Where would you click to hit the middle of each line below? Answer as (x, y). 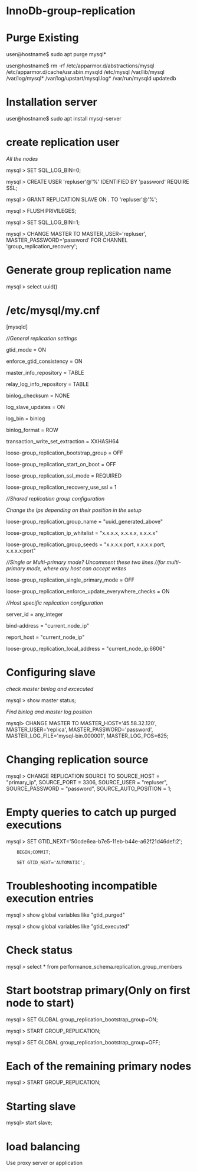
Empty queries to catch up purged (91, 812)
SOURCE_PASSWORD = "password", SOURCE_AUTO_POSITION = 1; (89, 788)
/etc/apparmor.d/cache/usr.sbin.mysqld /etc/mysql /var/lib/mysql (86, 72)
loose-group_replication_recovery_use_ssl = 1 (61, 487)
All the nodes (22, 159)
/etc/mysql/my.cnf (53, 311)
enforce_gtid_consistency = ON (44, 361)
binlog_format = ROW (32, 430)
